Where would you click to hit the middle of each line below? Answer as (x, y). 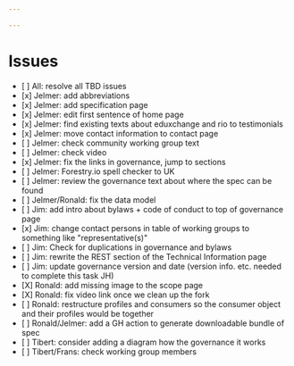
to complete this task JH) (67, 275)
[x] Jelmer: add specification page (84, 104)
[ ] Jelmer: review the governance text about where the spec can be (147, 180)
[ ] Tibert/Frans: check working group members (109, 351)
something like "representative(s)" (84, 237)
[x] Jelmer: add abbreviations (76, 96)
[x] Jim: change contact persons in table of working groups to (135, 228)
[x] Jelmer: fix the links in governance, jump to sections (123, 162)
